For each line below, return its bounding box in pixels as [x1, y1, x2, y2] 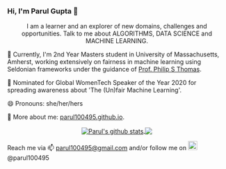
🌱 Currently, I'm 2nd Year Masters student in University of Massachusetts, [7, 50, 220, 58]
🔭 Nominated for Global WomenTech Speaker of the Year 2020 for [7, 79, 197, 87]
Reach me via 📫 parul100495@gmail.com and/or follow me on [7, 143, 187, 152]
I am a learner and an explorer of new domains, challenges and [26, 22, 207, 31]
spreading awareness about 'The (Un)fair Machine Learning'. [7, 86, 182, 95]
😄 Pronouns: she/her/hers [7, 99, 83, 108]
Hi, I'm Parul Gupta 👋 [7, 6, 79, 16]
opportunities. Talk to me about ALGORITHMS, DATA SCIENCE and [22, 29, 212, 38]
